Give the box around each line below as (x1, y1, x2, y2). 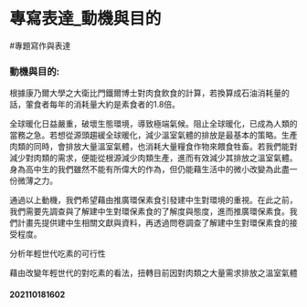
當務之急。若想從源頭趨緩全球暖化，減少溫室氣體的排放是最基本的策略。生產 (9, 129, 298, 141)
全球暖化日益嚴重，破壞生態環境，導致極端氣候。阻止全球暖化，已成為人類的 (9, 118, 298, 129)
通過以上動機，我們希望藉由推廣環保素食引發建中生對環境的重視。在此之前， (9, 195, 298, 206)
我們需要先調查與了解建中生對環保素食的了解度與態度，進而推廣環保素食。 (9, 206, 290, 217)
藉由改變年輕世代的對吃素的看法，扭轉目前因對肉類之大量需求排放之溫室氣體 (9, 268, 298, 279)
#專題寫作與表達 (9, 40, 71, 51)
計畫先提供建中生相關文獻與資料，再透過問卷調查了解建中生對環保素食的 (16, 218, 290, 229)
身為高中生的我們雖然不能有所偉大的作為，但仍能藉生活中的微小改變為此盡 (9, 164, 290, 175)
